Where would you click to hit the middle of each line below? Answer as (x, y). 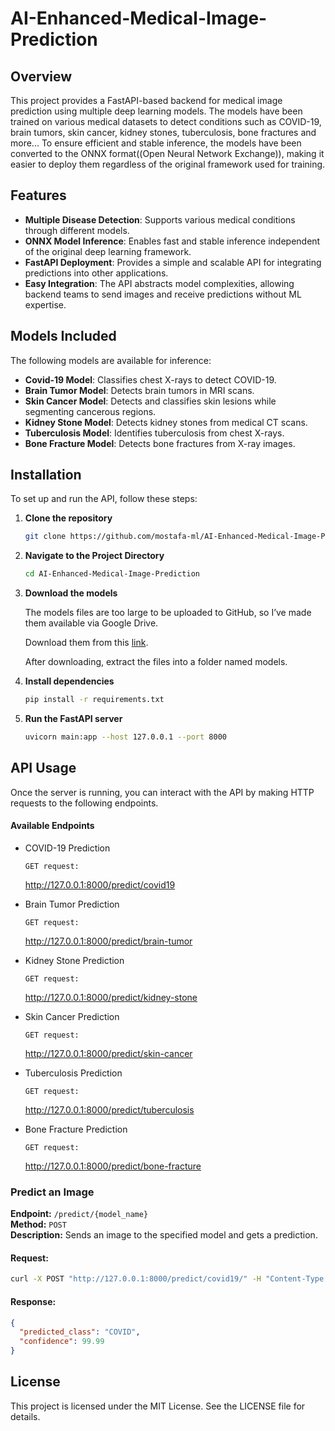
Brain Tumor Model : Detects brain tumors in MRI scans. (139, 390)
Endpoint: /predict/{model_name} (79, 1214)
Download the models (71, 593)
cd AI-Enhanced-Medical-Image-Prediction (112, 574)
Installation (46, 475)
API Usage (43, 768)
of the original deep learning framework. (108, 251)
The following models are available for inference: (111, 360)
